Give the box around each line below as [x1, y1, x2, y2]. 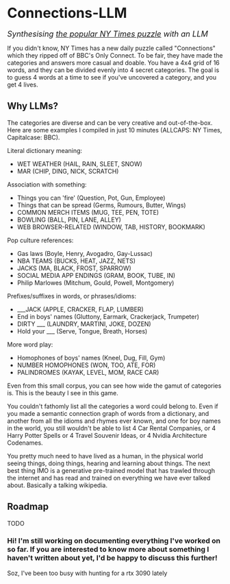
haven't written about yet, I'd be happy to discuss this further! [7, 553, 218, 563]
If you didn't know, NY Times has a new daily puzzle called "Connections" [7, 44, 216, 52]
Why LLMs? [7, 100, 58, 112]
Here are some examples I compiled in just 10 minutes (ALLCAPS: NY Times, [7, 126, 222, 134]
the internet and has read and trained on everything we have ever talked [7, 474, 211, 482]
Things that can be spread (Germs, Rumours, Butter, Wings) [16, 200, 186, 209]
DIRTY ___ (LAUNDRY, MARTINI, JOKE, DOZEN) [16, 320, 152, 328]
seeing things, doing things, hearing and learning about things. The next [7, 459, 211, 467]
